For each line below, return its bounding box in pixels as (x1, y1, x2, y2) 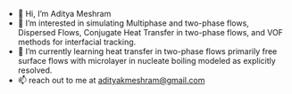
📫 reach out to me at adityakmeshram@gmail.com (17, 75, 205, 85)
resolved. (17, 65, 53, 75)
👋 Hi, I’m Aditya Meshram (17, 9, 112, 19)
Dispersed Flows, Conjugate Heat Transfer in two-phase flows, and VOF (17, 27, 284, 37)
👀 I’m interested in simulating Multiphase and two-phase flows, (17, 18, 250, 28)
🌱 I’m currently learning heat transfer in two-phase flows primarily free (17, 46, 278, 57)
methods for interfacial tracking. (17, 36, 137, 47)
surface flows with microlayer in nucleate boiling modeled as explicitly (17, 56, 277, 66)
